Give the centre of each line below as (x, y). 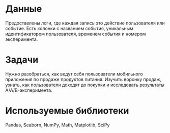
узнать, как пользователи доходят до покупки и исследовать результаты (85, 85)
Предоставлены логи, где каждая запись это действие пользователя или (85, 23)
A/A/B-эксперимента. (29, 90)
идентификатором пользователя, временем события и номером (76, 34)
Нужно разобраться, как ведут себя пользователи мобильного (74, 74)
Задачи (22, 60)
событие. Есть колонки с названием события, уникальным (69, 28)
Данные (24, 9)
